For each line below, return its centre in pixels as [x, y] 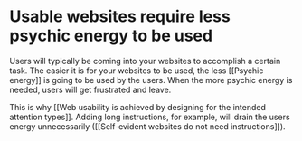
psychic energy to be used [111, 36]
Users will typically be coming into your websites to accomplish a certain [145, 61]
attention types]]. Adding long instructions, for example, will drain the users [150, 117]
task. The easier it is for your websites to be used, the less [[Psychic [137, 70]
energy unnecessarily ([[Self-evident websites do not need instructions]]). [148, 126]
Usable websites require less [120, 17]
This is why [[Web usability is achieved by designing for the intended [138, 107]
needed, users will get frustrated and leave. [90, 89]
